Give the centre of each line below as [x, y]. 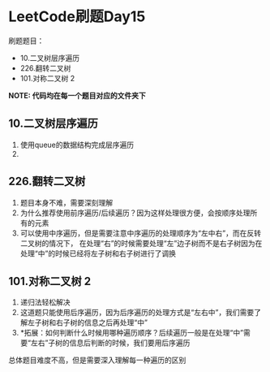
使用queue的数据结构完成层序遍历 [77, 145]
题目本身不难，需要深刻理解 [66, 202]
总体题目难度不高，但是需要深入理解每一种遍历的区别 [97, 360]
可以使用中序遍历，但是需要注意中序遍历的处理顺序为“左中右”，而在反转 [141, 233]
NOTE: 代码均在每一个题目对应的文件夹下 [77, 95]
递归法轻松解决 [45, 302]
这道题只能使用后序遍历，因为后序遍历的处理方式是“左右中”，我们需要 [137, 313]
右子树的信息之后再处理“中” [102, 322]
